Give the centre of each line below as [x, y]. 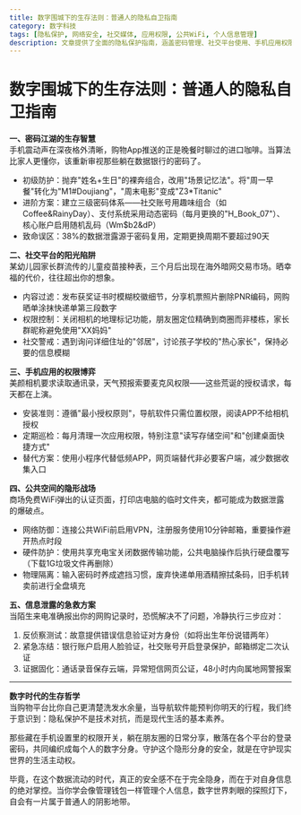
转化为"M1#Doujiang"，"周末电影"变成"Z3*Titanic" [128, 191]
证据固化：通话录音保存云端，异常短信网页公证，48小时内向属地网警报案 [157, 669]
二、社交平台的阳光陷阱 [52, 256]
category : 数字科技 [43, 26]
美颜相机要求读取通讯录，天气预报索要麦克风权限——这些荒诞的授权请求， [146, 383]
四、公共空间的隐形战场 [52, 489]
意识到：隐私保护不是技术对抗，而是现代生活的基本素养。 [123, 719]
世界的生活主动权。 [45, 760]
